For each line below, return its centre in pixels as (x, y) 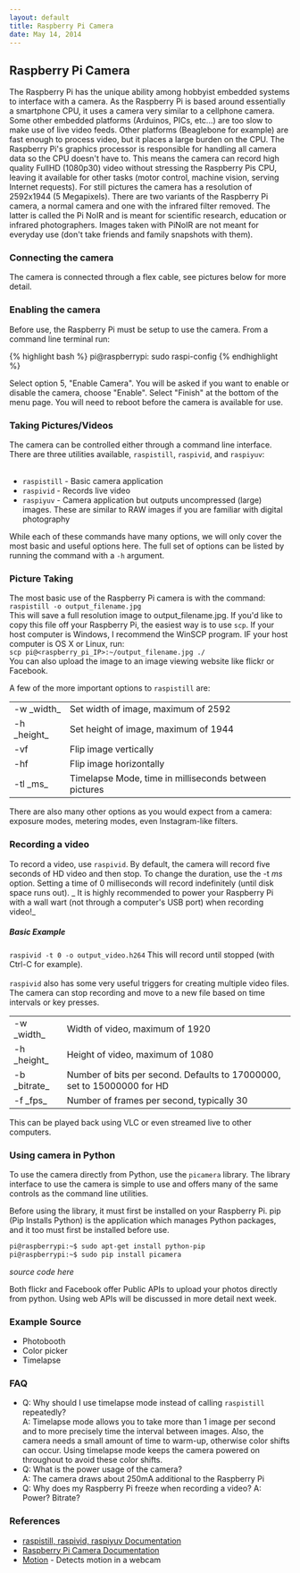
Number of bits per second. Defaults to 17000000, (174, 1075)
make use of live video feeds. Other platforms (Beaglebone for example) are (149, 130)
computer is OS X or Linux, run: (67, 644)
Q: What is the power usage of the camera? (102, 1469)
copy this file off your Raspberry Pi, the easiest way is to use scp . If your (142, 625)
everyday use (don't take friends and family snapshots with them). (131, 234)
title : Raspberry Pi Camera (62, 26)
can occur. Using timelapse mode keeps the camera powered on (141, 1450)
